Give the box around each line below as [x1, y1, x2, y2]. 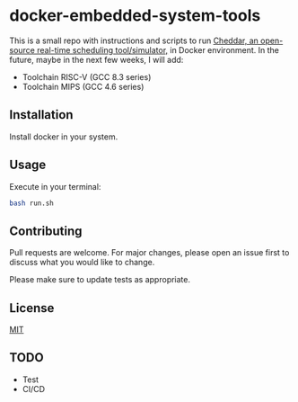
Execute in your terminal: [9, 181, 101, 192]
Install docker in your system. [9, 131, 118, 142]
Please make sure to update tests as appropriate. [9, 274, 191, 285]
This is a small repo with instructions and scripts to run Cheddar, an [9, 35, 259, 46]
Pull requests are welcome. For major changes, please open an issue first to [9, 247, 290, 258]
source [9, 44, 36, 55]
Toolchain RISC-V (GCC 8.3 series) [22, 71, 152, 82]
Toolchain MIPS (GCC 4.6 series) [22, 81, 145, 92]
